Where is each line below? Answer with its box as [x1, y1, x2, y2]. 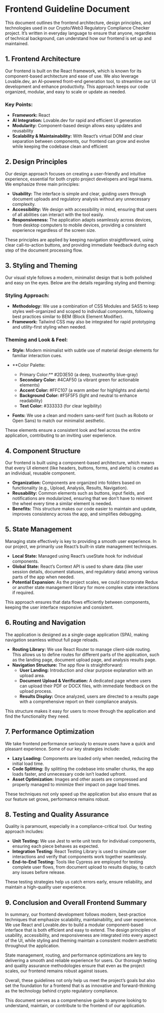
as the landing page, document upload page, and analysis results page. [12, 657, 157, 663]
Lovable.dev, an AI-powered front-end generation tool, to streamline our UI [5, 78, 156, 84]
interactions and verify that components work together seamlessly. [12, 854, 148, 860]
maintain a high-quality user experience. [5, 884, 87, 890]
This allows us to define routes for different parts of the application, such [12, 651, 160, 657]
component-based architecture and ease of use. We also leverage [5, 73, 139, 79]
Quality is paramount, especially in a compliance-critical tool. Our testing [5, 823, 152, 829]
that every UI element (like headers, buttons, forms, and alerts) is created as [5, 465, 159, 471]
